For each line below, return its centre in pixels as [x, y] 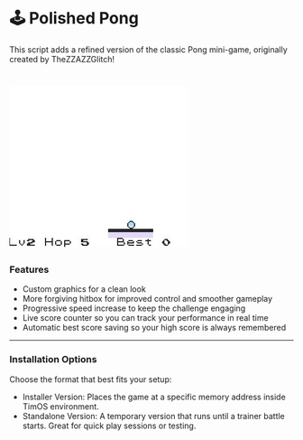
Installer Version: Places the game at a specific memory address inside [154, 397]
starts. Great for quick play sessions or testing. [109, 426]
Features [29, 270]
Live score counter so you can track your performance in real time [145, 318]
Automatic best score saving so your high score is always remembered [154, 328]
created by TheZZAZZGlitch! [62, 59]
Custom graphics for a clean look [84, 289]
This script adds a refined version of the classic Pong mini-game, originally [149, 49]
